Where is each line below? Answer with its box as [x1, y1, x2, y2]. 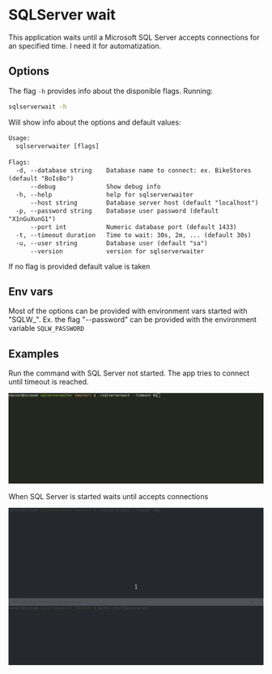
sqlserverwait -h [8, 103, 67, 111]
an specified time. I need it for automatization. [8, 40, 162, 50]
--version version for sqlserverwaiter [29, 247, 205, 256]
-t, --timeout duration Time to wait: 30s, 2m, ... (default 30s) [15, 231, 252, 240]
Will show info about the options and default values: [8, 117, 181, 127]
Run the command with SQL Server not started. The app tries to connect [8, 368, 250, 378]
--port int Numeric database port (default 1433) [29, 223, 237, 231]
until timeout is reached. [8, 377, 89, 387]
